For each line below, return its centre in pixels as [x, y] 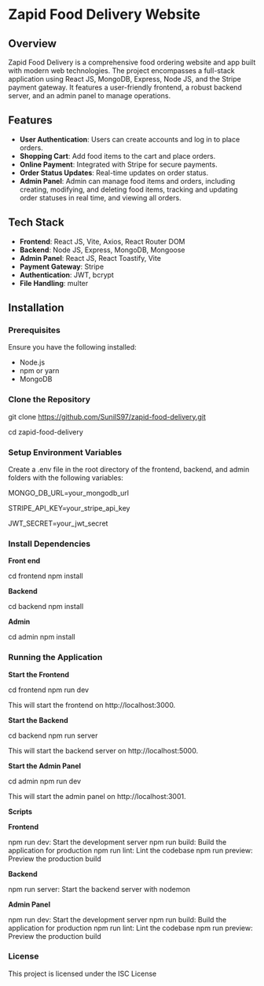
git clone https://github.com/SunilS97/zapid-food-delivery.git [107, 416]
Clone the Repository [49, 400]
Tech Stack [36, 223]
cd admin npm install [42, 637]
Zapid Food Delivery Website [104, 15]
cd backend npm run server [53, 735]
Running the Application [55, 658]
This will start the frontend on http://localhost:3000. [92, 705]
